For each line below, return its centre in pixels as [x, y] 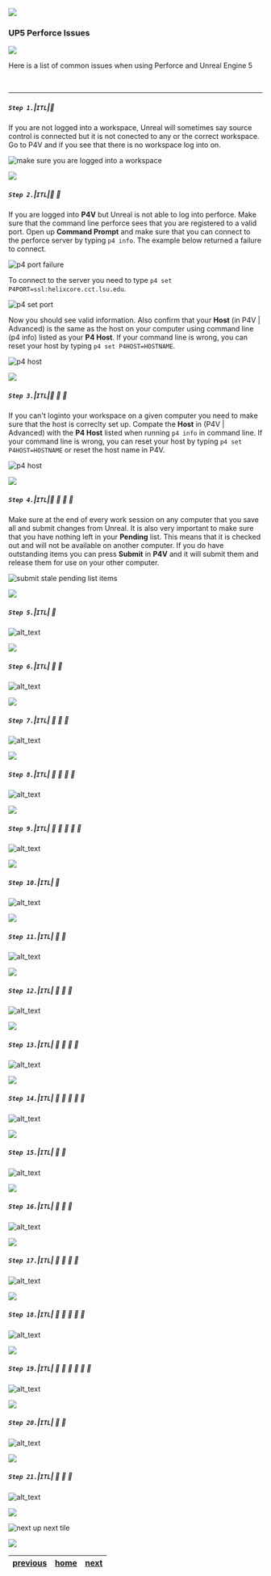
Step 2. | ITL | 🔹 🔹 [35, 194]
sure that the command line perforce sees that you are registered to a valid [133, 223]
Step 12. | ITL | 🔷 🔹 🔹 [40, 990]
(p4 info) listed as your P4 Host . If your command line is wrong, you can [128, 337]
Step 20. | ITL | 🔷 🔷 [38, 1422]
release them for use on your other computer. [84, 563]
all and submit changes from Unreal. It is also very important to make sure [131, 529]
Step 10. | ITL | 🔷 [34, 882]
